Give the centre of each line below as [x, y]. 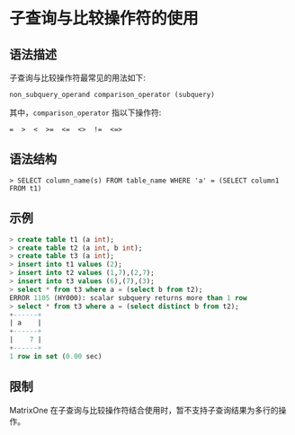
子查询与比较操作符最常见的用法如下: [78, 78]
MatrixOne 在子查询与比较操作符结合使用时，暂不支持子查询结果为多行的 [144, 410]
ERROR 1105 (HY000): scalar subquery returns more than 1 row [128, 297]
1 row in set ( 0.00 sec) [56, 356]
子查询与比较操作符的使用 [104, 18]
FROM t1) [26, 188]
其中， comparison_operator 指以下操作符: [85, 112]
